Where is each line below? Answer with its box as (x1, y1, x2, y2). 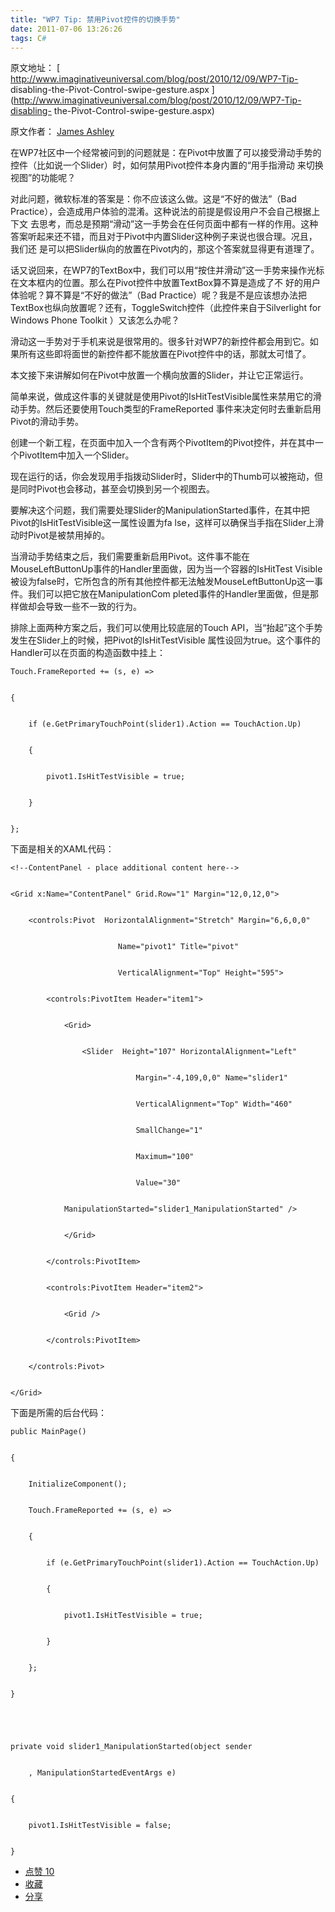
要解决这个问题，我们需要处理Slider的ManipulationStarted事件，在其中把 (10, 504, 310, 516)
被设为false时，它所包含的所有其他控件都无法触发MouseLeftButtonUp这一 (10, 576, 315, 588)
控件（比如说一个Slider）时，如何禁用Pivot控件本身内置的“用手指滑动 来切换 (10, 159, 324, 171)
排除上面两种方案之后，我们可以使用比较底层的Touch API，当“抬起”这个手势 (10, 622, 323, 634)
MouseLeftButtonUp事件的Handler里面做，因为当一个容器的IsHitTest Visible (10, 563, 323, 575)
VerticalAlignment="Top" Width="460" (135, 1099, 293, 1110)
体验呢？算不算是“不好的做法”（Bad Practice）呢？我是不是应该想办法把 (10, 289, 308, 301)
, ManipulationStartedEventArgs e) (28, 1768, 177, 1778)
